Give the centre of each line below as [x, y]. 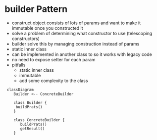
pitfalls [19, 65]
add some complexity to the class [53, 81]
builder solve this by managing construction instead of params [76, 44]
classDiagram [20, 90]
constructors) [26, 39]
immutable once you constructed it [47, 28]
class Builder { [30, 102]
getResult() [32, 129]
